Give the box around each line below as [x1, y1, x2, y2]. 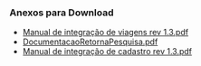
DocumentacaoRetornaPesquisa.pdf [22, 36, 158, 47]
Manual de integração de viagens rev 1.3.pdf [22, 27, 188, 38]
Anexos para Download [9, 6, 114, 19]
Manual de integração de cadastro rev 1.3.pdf [22, 46, 193, 57]
